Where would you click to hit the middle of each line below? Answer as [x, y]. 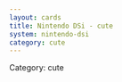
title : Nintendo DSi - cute [61, 26]
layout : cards [36, 17]
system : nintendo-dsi [49, 34]
